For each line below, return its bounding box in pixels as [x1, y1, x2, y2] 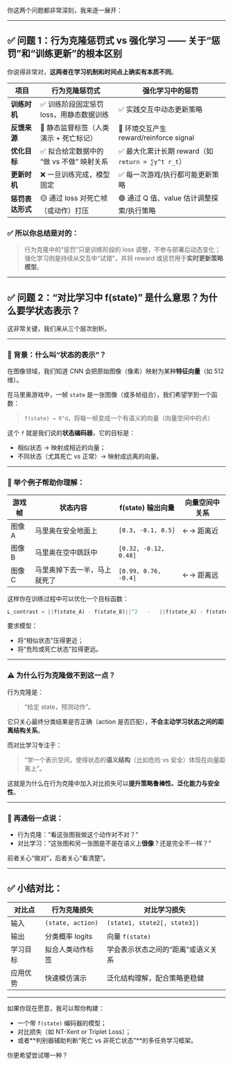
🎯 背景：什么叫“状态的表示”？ [7, 350, 107, 359]
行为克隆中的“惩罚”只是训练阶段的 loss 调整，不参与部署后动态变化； [24, 245, 221, 254]
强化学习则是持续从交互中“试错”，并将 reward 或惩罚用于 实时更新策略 [24, 254, 223, 263]
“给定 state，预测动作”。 [24, 703, 95, 711]
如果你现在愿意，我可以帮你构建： [7, 1003, 105, 1012]
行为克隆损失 [51, 905, 94, 915]
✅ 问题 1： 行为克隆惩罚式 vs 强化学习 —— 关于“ [7, 35, 212, 47]
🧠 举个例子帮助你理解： [7, 478, 85, 488]
